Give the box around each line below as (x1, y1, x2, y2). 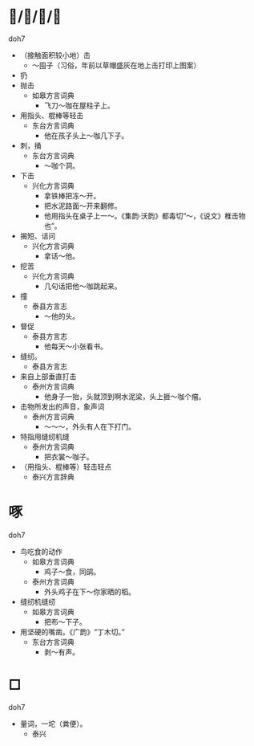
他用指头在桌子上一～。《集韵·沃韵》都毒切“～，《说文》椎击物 (43, 210, 246, 220)
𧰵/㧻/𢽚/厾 (8, 7, 62, 26)
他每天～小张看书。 (43, 341, 108, 351)
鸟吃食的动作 (19, 546, 62, 556)
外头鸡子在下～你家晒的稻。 (43, 586, 136, 597)
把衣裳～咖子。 (43, 451, 94, 461)
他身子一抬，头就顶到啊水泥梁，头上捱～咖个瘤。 (43, 391, 206, 401)
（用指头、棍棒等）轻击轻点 (19, 462, 112, 471)
